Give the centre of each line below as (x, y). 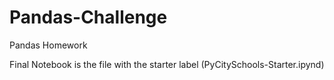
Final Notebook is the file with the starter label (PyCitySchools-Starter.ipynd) (167, 64)
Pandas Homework (48, 45)
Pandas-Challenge (88, 17)
